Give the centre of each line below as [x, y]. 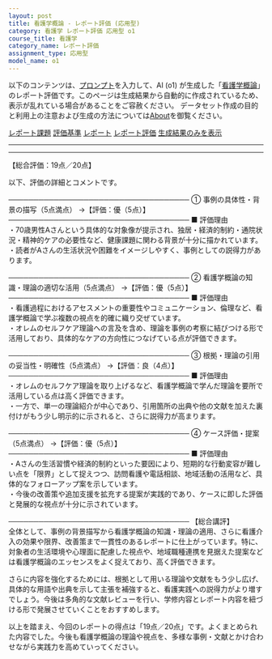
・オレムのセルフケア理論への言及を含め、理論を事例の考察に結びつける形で [136, 328]
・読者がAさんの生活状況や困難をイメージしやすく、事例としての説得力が [131, 250]
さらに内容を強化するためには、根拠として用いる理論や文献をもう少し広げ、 [136, 579]
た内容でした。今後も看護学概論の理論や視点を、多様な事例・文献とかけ [129, 636]
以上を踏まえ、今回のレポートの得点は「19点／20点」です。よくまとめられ [133, 626]
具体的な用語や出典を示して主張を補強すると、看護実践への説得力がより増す [136, 589]
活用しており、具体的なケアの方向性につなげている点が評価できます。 [125, 338]
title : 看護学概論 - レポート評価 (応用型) [74, 23]
